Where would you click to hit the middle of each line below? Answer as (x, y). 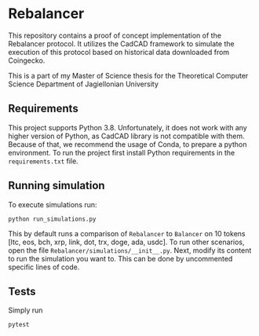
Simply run (26, 310)
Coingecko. (27, 60)
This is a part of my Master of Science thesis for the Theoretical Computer (128, 75)
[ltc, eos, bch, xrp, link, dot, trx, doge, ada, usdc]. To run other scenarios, (126, 242)
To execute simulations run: (53, 204)
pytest (19, 325)
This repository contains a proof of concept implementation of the (115, 35)
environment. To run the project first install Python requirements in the (122, 152)
